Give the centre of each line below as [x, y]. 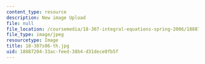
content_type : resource [37, 12]
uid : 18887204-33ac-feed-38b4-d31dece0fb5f [63, 52]
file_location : [26, 29]
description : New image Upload [46, 18]
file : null [20, 23]
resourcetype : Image [33, 40]
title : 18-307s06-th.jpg [38, 46]
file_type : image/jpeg [35, 35]
